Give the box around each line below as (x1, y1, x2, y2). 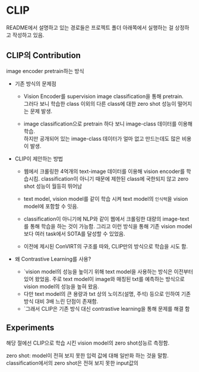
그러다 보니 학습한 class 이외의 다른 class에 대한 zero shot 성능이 (23, 100, 176, 107)
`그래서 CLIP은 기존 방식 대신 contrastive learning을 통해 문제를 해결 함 (23, 305, 190, 312)
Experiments (6, 323, 55, 333)
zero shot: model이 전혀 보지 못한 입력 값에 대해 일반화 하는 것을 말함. (6, 352, 169, 359)
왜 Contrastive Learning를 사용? (14, 255, 91, 262)
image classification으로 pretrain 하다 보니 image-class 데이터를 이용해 (23, 120, 193, 127)
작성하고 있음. (12, 31, 45, 39)
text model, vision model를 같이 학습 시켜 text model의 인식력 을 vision (23, 195, 188, 202)
